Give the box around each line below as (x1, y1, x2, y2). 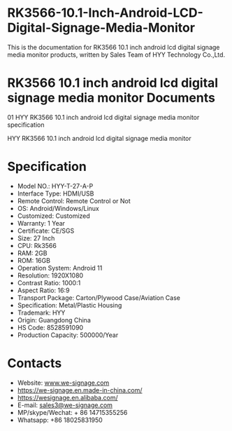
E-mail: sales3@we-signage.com (17, 401, 113, 409)
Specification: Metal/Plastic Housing (17, 301, 122, 309)
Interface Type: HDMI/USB (17, 189, 94, 198)
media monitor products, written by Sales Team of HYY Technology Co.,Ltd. (7, 50, 226, 59)
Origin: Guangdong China (17, 315, 91, 324)
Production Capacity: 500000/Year (17, 331, 119, 339)
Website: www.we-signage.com (17, 378, 110, 387)
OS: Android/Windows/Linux (17, 204, 99, 212)
